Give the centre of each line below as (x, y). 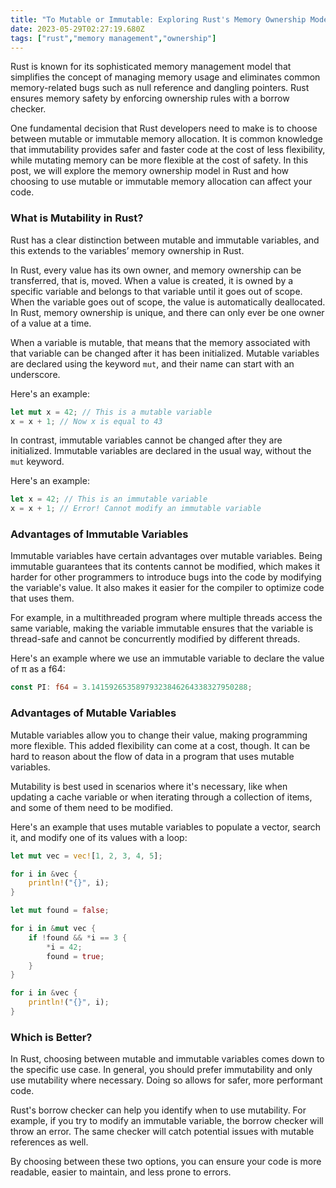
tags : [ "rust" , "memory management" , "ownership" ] (113, 38)
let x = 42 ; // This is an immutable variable (109, 499)
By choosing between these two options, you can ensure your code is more (166, 1162)
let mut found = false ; (60, 911)
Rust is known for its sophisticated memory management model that (151, 67)
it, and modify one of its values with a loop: (99, 837)
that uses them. (42, 598)
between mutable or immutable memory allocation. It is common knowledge (166, 139)
